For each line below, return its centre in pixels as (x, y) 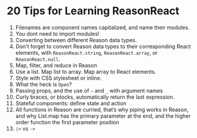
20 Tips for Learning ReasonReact (93, 11)
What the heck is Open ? (44, 84)
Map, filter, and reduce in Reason (56, 65)
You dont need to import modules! (57, 33)
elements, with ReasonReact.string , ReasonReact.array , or (86, 52)
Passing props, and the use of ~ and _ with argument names (89, 90)
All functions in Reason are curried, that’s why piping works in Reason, (102, 109)
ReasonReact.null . (38, 59)
